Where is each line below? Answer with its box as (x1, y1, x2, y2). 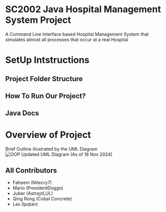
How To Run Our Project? (5, 91, 86, 100)
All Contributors (5, 166, 57, 174)
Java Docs (5, 109, 39, 118)
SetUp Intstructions (5, 54, 90, 66)
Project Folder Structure (5, 75, 83, 83)
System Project (5, 14, 71, 26)
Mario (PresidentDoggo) (12, 185, 63, 191)
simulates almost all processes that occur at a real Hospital (5, 37, 128, 43)
